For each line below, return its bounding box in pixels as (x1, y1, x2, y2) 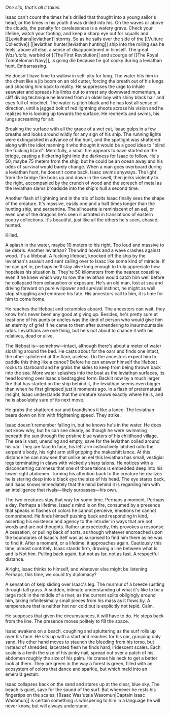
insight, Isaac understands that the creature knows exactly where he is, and (5, 391, 163, 397)
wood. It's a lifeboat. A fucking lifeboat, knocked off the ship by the (5, 253, 146, 259)
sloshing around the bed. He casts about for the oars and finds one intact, (5, 348, 160, 354)
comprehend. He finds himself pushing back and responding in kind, (5, 513, 149, 519)
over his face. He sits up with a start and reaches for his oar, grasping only (5, 634, 161, 639)
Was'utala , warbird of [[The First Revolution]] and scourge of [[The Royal (5, 52, 158, 58)
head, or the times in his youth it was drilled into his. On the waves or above (5, 20, 163, 25)
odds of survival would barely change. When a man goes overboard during (5, 164, 162, 169)
